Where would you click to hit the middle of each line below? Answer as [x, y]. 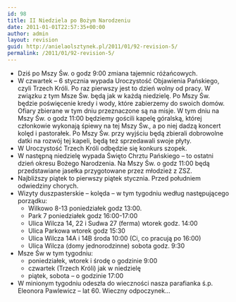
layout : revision [33, 40]
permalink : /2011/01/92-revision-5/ [61, 54]
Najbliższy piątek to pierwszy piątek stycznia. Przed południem [109, 178]
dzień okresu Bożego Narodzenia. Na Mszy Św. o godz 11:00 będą [113, 163]
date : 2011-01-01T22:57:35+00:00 [56, 27]
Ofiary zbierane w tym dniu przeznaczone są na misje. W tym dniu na [118, 111]
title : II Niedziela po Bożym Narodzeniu [69, 20]
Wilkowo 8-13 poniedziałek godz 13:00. [85, 208]
